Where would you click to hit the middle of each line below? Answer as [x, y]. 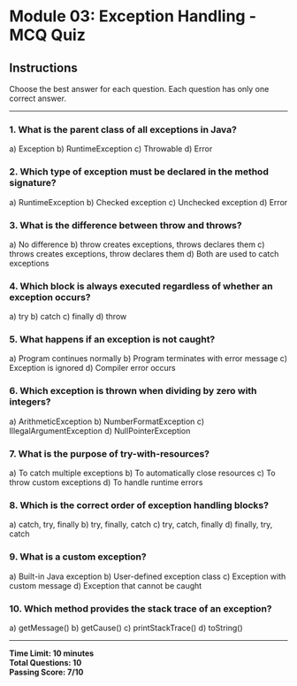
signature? [33, 183]
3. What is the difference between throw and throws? [126, 225]
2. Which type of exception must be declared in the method [139, 172]
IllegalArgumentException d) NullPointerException [100, 430]
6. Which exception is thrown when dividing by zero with [133, 391]
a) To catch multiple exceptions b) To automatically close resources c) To [142, 473]
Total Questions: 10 [46, 662]
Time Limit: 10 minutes [52, 653]
